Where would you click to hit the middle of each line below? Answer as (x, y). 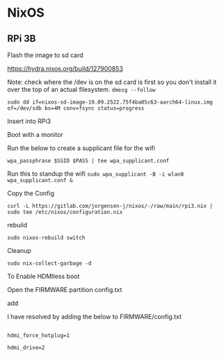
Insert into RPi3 (29, 121)
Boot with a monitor (35, 135)
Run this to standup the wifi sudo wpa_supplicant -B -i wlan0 (96, 174)
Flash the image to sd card (45, 55)
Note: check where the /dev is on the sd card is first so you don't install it (112, 82)
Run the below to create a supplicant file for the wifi (81, 148)
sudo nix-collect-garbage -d (49, 263)
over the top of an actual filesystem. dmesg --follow (81, 89)
